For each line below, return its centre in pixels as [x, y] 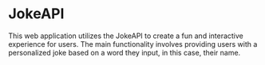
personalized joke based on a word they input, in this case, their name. [125, 52]
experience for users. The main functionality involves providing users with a [133, 44]
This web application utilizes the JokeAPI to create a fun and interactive [126, 36]
